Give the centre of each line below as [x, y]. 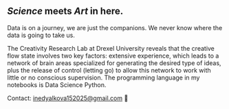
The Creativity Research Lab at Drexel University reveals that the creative [111, 48]
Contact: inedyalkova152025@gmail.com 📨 [68, 98]
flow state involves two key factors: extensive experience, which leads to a [113, 56]
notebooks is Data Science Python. [57, 84]
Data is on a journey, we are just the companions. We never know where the [115, 27]
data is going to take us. [41, 35]
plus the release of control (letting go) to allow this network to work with [109, 70]
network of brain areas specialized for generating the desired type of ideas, [114, 63]
